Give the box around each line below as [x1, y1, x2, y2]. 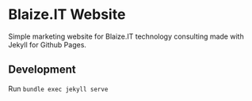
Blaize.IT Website [8, 6, 126, 24]
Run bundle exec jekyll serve [8, 84, 109, 93]
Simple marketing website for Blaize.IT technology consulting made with [8, 32, 244, 41]
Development [8, 63, 77, 77]
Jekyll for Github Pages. [8, 39, 87, 49]
